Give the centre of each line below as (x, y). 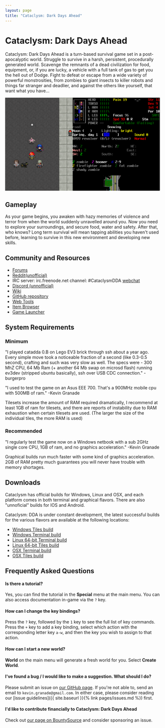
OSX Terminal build (32, 550)
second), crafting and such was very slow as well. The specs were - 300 (79, 363)
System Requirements (40, 328)
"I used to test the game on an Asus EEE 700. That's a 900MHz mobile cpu (81, 388)
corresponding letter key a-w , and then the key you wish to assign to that (79, 632)
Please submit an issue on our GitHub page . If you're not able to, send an (79, 687)
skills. (11, 243)
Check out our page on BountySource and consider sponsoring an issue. (79, 720)
